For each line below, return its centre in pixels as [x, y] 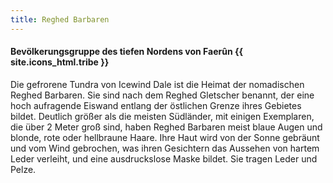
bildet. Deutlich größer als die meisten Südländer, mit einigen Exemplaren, [162, 116]
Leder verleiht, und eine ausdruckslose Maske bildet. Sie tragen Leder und [164, 158]
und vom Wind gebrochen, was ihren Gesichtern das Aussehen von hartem [165, 148]
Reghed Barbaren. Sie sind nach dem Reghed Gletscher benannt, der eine [162, 95]
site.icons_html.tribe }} [60, 62]
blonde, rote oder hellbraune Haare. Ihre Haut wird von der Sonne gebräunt [165, 137]
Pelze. [23, 169]
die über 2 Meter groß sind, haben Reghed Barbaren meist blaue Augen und [166, 127]
